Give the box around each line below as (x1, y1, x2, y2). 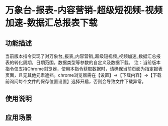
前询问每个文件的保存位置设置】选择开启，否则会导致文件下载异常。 (5, 79, 146, 84)
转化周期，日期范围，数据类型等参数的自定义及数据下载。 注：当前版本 (14, 59, 161, 66)
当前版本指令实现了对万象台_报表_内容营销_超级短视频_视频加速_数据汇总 (5, 53, 156, 59)
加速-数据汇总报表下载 (5, 17, 98, 29)
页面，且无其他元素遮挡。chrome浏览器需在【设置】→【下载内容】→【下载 (5, 72, 162, 78)
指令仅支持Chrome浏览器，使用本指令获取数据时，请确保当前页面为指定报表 (5, 66, 163, 72)
